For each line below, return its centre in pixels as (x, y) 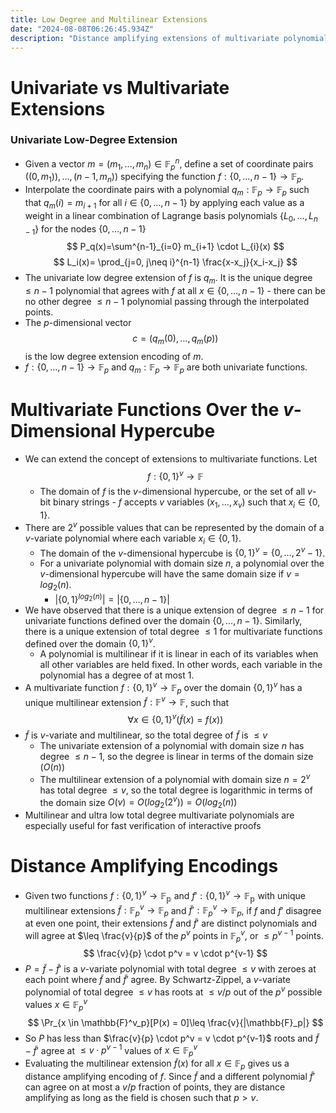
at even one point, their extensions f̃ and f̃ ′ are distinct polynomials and (171, 923)
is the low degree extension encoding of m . (114, 356)
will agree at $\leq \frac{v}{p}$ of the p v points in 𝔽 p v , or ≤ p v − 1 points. (174, 936)
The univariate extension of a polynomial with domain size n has (172, 746)
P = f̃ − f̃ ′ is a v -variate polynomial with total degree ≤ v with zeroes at (170, 969)
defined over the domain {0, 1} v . (90, 643)
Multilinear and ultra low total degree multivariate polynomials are (159, 815)
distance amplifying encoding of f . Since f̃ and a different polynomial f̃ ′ (170, 1076)
